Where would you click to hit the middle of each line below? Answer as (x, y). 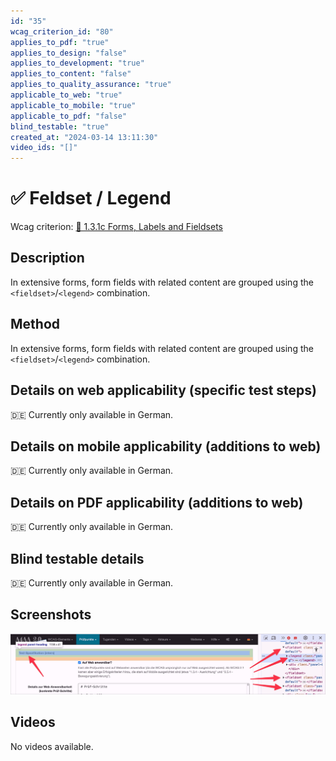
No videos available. (52, 746)
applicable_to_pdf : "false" (69, 116)
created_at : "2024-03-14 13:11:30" (84, 137)
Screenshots (51, 615)
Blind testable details (77, 558)
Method (35, 324)
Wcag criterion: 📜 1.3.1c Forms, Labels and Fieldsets (116, 227)
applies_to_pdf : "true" (60, 42)
